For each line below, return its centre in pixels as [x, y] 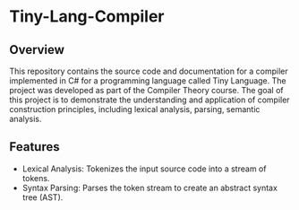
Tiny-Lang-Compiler [87, 17]
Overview [37, 50]
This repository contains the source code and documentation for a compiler [149, 71]
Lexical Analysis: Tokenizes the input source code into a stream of [144, 169]
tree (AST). [43, 197]
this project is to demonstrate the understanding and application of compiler [149, 100]
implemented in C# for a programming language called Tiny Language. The [148, 81]
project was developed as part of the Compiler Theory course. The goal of [146, 90]
